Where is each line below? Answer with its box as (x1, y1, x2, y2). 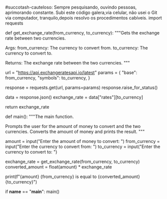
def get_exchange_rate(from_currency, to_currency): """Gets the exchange (5, 30, 160, 35)
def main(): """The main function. (5, 113, 74, 119)
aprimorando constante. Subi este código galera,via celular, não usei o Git (5, 9, 157, 15)
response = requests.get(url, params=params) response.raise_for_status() (5, 84, 158, 90)
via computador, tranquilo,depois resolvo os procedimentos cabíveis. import (5, 15, 162, 20)
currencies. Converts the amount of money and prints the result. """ (5, 128, 145, 134)
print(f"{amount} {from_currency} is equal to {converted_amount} (5, 173, 140, 179)
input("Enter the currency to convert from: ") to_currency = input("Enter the (5, 143, 160, 149)
